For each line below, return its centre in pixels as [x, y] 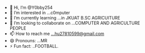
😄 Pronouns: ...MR [28, 41]
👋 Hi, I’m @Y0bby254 [31, 8]
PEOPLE [18, 28]
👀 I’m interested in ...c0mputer [40, 13]
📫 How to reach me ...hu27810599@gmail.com [57, 34]
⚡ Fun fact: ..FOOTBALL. [34, 46]
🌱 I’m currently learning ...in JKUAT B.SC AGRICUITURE [65, 18]
